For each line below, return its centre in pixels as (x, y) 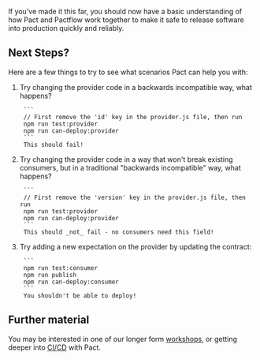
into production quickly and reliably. (66, 28)
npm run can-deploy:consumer (71, 282)
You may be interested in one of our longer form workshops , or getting (123, 339)
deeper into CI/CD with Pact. (54, 347)
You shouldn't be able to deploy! (80, 295)
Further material (49, 320)
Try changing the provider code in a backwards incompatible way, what (136, 87)
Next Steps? (39, 53)
